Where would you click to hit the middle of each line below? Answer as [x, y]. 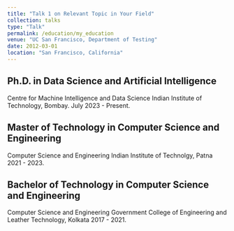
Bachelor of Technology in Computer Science [108, 184]
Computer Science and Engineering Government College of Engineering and [117, 212]
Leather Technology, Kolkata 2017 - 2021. [67, 220]
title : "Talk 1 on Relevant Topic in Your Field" [81, 14]
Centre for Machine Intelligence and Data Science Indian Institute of [105, 98]
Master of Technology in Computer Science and [114, 128]
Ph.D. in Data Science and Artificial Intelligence [112, 81]
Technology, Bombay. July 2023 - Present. [69, 105]
